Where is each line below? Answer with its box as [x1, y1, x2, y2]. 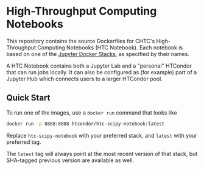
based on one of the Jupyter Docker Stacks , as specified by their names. [6, 50, 190, 57]
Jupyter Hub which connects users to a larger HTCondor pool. [6, 75, 163, 82]
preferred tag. [6, 138, 41, 146]
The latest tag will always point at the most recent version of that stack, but [6, 150, 198, 157]
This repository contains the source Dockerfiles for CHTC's [6, 37, 155, 44]
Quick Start [6, 93, 51, 103]
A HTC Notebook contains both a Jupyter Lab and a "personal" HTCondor [6, 62, 192, 69]
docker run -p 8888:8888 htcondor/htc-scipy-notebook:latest [6, 121, 165, 127]
